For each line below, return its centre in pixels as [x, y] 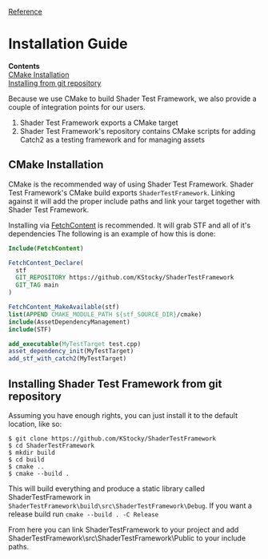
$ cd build [26, 460]
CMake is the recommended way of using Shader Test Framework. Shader [131, 184]
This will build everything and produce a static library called [107, 489]
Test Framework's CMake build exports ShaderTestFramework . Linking [122, 192]
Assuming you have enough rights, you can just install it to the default [123, 415]
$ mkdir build [32, 452]
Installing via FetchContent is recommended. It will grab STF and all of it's [130, 225]
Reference [25, 12]
